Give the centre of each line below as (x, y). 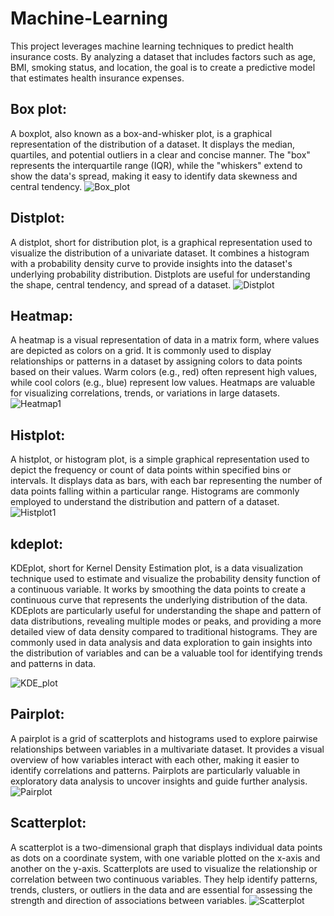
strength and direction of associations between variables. (129, 900)
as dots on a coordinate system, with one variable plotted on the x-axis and (165, 858)
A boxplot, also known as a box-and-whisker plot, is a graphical (141, 133)
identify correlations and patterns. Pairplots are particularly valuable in (155, 770)
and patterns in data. (53, 663)
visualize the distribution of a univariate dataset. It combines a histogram (160, 253)
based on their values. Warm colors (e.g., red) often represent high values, (164, 372)
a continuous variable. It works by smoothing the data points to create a (158, 589)
